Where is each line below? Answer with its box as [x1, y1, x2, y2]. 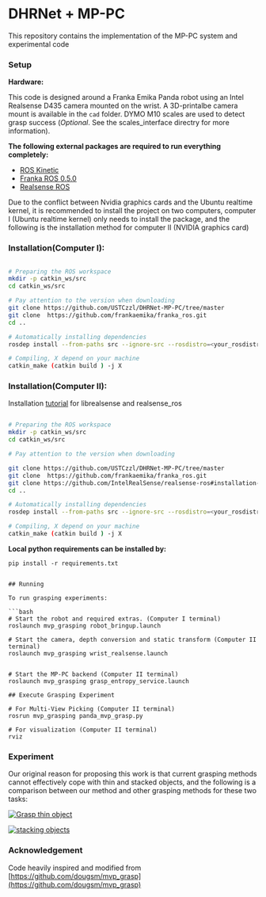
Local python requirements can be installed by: [8, 544, 167, 553]
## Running [8, 580, 44, 588]
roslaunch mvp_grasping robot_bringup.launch [8, 621, 161, 630]
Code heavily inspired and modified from [8, 863, 142, 872]
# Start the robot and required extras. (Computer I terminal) [8, 615, 222, 623]
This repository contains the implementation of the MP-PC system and [8, 31, 237, 40]
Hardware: [8, 77, 44, 87]
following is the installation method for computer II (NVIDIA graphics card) [8, 223, 249, 232]
